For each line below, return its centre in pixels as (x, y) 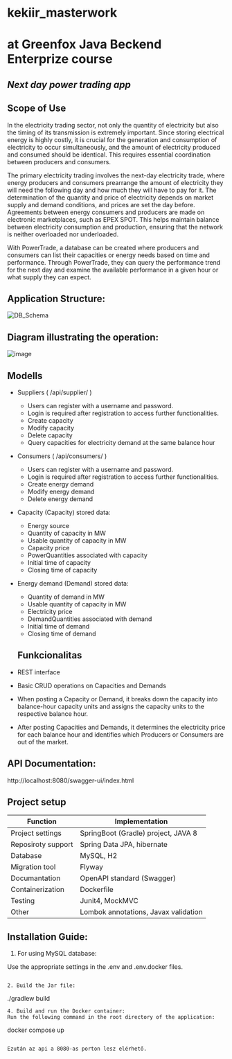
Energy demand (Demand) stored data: (73, 584)
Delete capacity (50, 435)
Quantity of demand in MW (66, 597)
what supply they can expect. (49, 277)
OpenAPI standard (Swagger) (128, 878)
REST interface (38, 672)
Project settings (36, 833)
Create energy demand (61, 484)
